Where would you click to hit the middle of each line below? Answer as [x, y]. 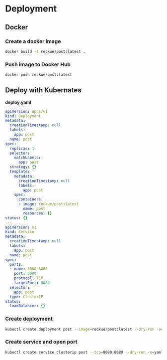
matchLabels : [28, 158]
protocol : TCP [29, 278]
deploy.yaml [18, 102]
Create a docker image [33, 41]
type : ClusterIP [26, 297]
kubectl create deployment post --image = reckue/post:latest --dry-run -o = [84, 329]
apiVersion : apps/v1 [27, 111]
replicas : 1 [22, 148]
